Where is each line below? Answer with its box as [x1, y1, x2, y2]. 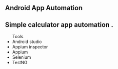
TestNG [12, 60, 28, 66]
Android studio [12, 39, 42, 45]
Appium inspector [12, 44, 48, 50]
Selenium [12, 54, 31, 60]
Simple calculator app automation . [5, 21, 114, 29]
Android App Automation [5, 4, 83, 12]
